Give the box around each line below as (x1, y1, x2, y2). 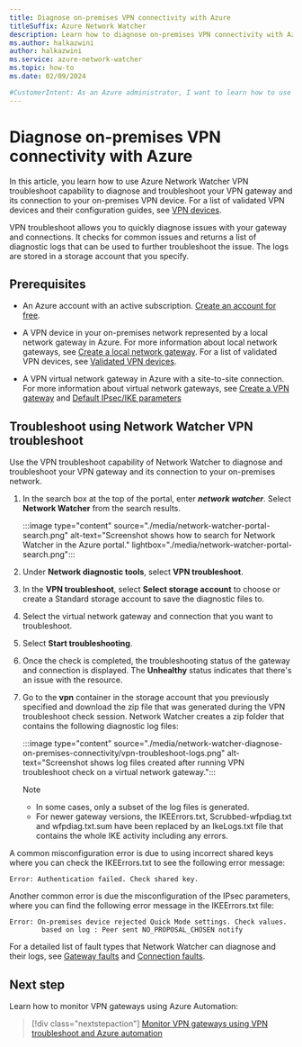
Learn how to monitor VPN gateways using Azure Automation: (9, 1001, 239, 1011)
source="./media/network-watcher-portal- (113, 520, 271, 531)
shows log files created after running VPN (89, 757, 245, 768)
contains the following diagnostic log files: (22, 721, 179, 732)
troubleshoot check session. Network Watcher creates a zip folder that (22, 711, 285, 722)
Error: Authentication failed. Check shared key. (9, 875, 200, 884)
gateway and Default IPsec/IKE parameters (22, 393, 182, 403)
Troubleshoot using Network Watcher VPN (9, 419, 253, 434)
